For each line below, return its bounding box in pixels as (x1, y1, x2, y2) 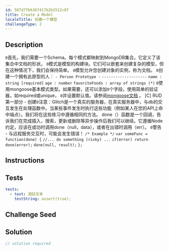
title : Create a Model (5, 12, 53, 17)
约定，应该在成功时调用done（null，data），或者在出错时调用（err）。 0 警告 (5, 124, 162, 130)
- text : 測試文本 (10, 192, 44, 197)
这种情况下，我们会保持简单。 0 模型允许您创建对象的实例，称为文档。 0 (9, 67, 159, 74)
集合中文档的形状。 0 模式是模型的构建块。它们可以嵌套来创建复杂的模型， (5, 61, 160, 67)
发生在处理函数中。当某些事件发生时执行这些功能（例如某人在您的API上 (9, 105, 159, 112)
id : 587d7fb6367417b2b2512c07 (5, 7, 69, 13)
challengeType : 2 (5, 21, 42, 27)
